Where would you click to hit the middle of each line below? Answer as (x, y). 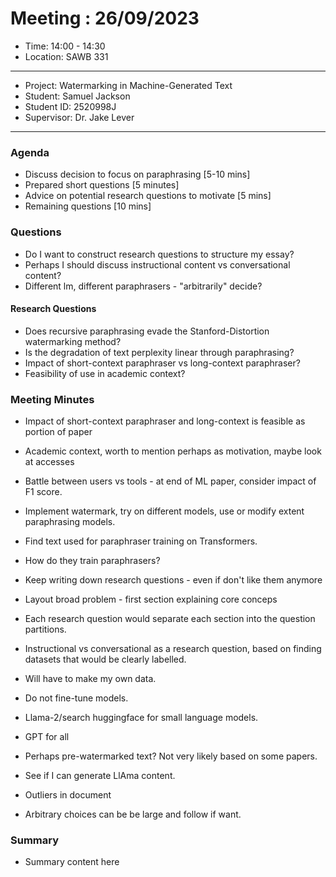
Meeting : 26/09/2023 (105, 18)
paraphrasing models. (70, 522)
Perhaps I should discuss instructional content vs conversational (157, 264)
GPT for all (47, 737)
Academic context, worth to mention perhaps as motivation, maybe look (173, 451)
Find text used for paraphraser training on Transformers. (141, 541)
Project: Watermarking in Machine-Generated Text (128, 85)
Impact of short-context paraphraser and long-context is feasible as (165, 421)
